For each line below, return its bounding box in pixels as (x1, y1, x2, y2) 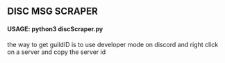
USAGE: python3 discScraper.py (7, 24, 103, 33)
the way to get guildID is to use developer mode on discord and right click (7, 40, 219, 48)
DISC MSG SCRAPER (7, 6, 99, 17)
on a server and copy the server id (7, 48, 106, 56)
